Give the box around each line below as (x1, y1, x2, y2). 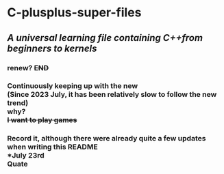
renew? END (7, 63, 49, 72)
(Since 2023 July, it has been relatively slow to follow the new (7, 90, 217, 100)
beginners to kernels (7, 42, 97, 54)
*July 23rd (7, 151, 45, 160)
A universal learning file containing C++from (7, 32, 203, 44)
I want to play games (7, 115, 77, 125)
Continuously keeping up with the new (7, 81, 138, 91)
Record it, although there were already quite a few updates (7, 134, 206, 143)
